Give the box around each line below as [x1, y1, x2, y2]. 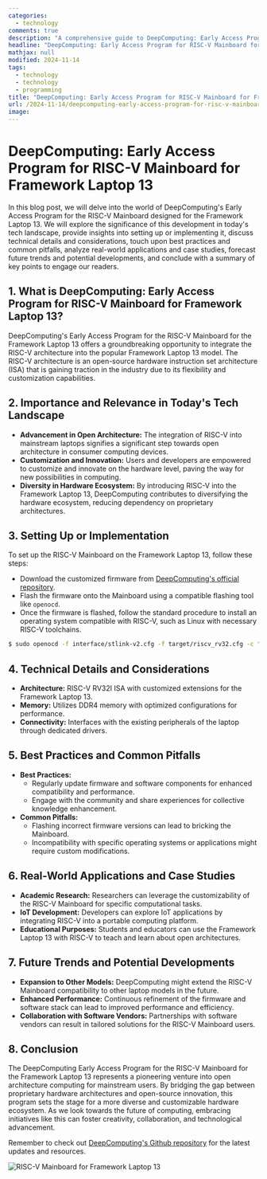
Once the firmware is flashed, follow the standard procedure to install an [19, 608, 257, 617]
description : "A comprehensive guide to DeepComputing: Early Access [8, 33, 244, 42]
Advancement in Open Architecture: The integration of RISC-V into [19, 429, 242, 439]
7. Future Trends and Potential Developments [8, 956, 235, 969]
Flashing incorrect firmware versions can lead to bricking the [31, 821, 232, 830]
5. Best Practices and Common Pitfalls [8, 749, 201, 762]
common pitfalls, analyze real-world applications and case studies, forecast [8, 245, 256, 254]
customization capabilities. [8, 373, 96, 382]
